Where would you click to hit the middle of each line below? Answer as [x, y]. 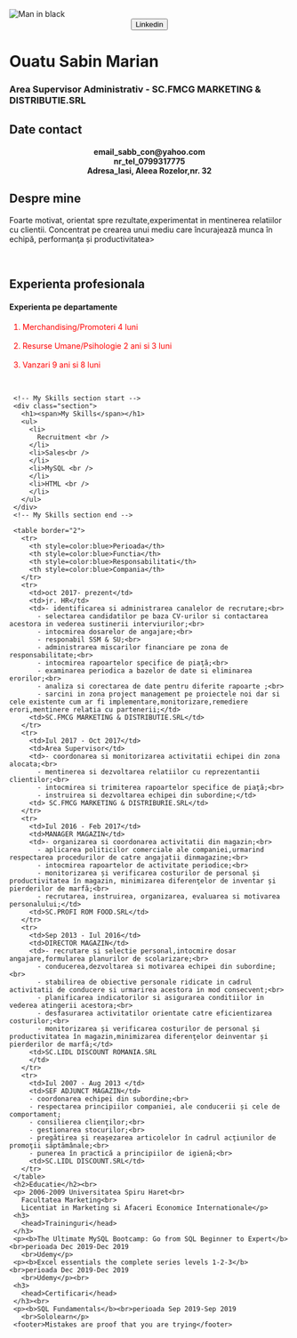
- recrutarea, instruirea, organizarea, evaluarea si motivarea [158, 896]
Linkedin [149, 24]
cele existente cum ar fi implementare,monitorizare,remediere [129, 702]
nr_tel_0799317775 [149, 161]
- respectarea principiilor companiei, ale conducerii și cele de [154, 1107]
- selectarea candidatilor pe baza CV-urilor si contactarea [153, 616]
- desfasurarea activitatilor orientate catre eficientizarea [155, 1013]
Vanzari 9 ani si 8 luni [61, 365]
